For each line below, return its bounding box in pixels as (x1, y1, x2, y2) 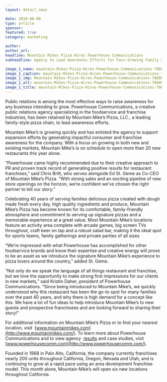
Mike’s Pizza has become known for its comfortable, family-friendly (5, 206, 143, 212)
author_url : (5, 48, 30, 53)
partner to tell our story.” (5, 186, 56, 192)
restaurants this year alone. (5, 150, 61, 156)
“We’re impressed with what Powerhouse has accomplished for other (5, 242, 147, 248)
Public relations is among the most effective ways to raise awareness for (5, 98, 154, 104)
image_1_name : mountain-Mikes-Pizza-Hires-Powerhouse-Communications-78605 (5, 66, 166, 71)
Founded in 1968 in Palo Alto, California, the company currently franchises (5, 350, 158, 356)
